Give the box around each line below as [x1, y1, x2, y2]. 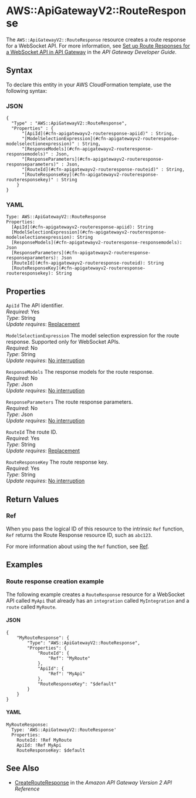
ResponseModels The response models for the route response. [6, 368, 154, 376]
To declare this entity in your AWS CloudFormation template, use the [6, 81, 171, 88]
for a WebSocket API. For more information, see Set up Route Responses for [6, 42, 190, 49]
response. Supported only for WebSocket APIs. [6, 339, 120, 346]
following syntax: [6, 87, 48, 94]
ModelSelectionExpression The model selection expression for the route [6, 332, 180, 339]
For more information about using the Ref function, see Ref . [6, 543, 150, 550]
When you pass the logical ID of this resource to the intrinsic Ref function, [6, 525, 184, 532]
